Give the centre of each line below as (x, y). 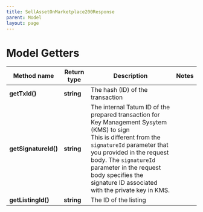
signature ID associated (124, 183)
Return (74, 72)
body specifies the (117, 175)
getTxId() (23, 94)
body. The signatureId (123, 160)
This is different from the (126, 138)
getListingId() (29, 200)
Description (130, 76)
